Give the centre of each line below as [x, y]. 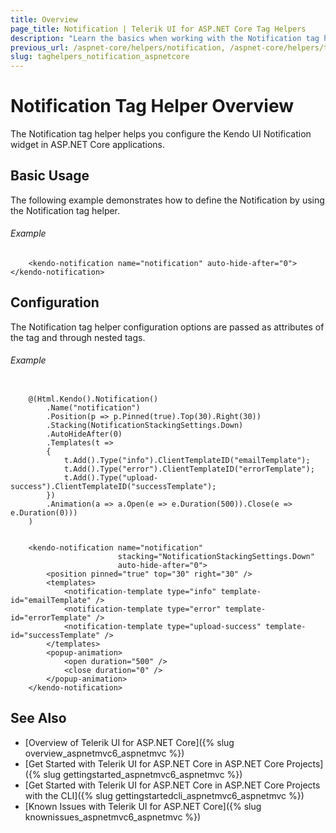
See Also [38, 718]
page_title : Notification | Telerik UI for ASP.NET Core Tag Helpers [158, 29]
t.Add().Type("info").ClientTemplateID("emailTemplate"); [187, 461]
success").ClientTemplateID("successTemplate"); [113, 487]
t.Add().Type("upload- [111, 478]
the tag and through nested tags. [78, 337]
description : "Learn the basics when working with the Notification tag [165, 38]
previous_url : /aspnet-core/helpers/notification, [118, 47]
